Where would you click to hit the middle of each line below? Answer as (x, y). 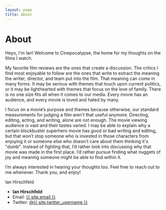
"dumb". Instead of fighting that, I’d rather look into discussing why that (78, 147)
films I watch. (19, 58)
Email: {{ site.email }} (34, 197)
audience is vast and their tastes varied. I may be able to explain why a (78, 125)
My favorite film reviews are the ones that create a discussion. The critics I (82, 68)
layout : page (19, 10)
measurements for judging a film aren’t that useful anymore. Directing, (77, 115)
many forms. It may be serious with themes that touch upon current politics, (83, 84)
